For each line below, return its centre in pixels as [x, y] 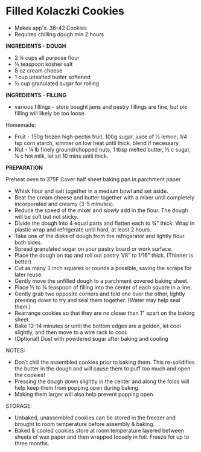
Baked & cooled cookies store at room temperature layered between [99, 430]
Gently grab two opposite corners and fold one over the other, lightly [100, 294]
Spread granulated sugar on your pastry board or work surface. [93, 248]
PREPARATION [24, 167]
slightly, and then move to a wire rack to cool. [71, 332]
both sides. [28, 242]
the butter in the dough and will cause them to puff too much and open [102, 368]
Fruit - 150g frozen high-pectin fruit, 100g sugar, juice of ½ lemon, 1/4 [101, 137]
